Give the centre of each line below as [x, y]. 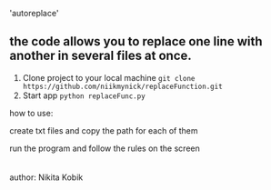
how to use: [31, 113]
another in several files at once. [101, 56]
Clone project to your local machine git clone [109, 77]
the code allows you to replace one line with [136, 41]
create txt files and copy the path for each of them [104, 130]
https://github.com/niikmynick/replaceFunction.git [122, 86]
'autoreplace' [34, 13]
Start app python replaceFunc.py [84, 95]
